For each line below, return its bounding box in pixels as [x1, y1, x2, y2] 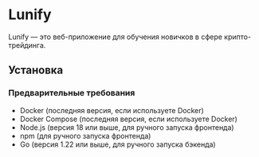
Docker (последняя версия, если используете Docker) [19, 105, 205, 115]
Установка [8, 64, 64, 77]
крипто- [224, 32, 252, 41]
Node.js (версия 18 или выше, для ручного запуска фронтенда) [19, 122, 234, 132]
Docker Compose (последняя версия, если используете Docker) [19, 114, 237, 124]
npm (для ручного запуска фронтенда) [19, 131, 151, 140]
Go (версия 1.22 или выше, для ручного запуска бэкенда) [19, 139, 217, 149]
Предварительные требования [8, 88, 135, 99]
